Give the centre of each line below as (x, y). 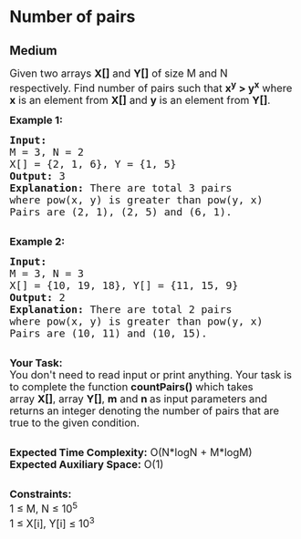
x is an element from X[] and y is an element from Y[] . (140, 100)
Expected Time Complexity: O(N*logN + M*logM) (131, 452)
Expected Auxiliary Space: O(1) (87, 464)
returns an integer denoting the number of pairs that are (145, 410)
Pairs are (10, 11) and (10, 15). (109, 333)
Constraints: (41, 494)
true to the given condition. (74, 423)
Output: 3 (37, 176)
